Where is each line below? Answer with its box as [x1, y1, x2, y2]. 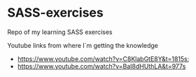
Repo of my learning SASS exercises [7, 28, 113, 36]
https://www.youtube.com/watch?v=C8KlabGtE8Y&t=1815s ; [17, 54, 190, 63]
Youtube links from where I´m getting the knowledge [7, 41, 159, 49]
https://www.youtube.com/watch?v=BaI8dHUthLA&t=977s [17, 62, 186, 70]
